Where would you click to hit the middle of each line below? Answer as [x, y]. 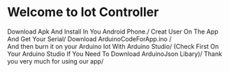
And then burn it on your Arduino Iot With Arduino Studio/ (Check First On [113, 46]
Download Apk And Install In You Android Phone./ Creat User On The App [113, 31]
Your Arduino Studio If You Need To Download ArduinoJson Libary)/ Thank [114, 54]
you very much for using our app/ [56, 61]
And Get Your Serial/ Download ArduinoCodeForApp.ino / [89, 38]
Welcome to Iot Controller [83, 12]
